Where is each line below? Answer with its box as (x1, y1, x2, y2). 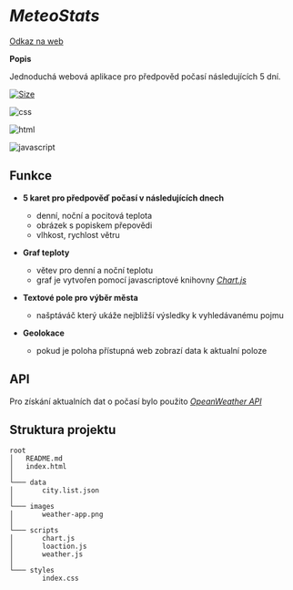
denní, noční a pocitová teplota (35, 210, 153, 221)
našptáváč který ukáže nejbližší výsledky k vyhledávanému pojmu (35, 309, 284, 320)
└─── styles (9, 566, 55, 575)
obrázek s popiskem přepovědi (35, 220, 153, 231)
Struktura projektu (9, 421, 116, 438)
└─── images (9, 502, 55, 512)
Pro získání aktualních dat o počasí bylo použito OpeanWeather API (9, 396, 262, 407)
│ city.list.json (9, 486, 100, 495)
